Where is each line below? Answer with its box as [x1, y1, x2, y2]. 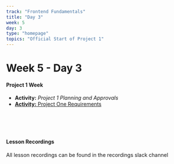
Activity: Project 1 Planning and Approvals [14, 94, 119, 101]
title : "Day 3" [6, 14, 44, 20]
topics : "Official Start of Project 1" [6, 36, 104, 42]
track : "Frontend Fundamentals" [6, 8, 86, 15]
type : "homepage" [6, 31, 49, 37]
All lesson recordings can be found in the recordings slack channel [6, 151, 169, 158]
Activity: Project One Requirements [14, 101, 102, 108]
